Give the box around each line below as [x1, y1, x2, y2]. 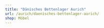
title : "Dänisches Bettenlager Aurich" [5, 7, 86, 12]
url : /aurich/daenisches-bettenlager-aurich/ [5, 11, 99, 16]
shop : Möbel [5, 16, 29, 20]
